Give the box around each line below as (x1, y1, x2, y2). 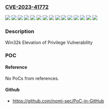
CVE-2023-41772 (5, 3, 49, 10)
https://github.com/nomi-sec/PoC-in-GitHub (12, 97, 104, 103)
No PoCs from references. (5, 75, 59, 81)
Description (5, 28, 34, 35)
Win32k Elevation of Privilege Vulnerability (5, 39, 93, 45)
